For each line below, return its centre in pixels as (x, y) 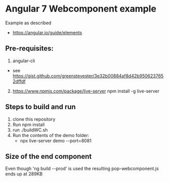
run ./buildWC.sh (30, 130)
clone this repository (34, 119)
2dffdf (19, 81)
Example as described (28, 23)
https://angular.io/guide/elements (47, 32)
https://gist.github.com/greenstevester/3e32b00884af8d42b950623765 (88, 76)
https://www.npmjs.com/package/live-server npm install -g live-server (86, 91)
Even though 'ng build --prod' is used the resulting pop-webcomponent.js (82, 169)
